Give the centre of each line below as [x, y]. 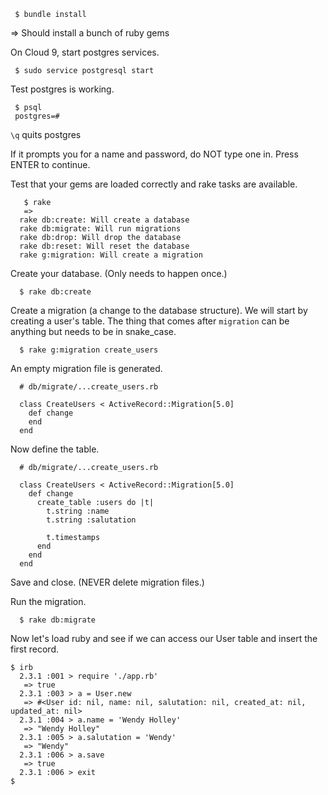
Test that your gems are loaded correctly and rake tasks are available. [154, 184]
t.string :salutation [91, 520]
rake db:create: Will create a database [104, 220]
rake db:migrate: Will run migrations [100, 229]
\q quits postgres [46, 134]
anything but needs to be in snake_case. [93, 331]
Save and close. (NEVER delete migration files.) [107, 582]
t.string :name [78, 511]
